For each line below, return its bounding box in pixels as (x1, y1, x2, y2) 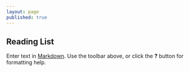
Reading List (6, 37, 55, 47)
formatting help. (6, 59, 47, 66)
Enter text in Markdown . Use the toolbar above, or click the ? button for (6, 52, 184, 60)
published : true (6, 14, 47, 20)
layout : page (6, 8, 39, 15)
